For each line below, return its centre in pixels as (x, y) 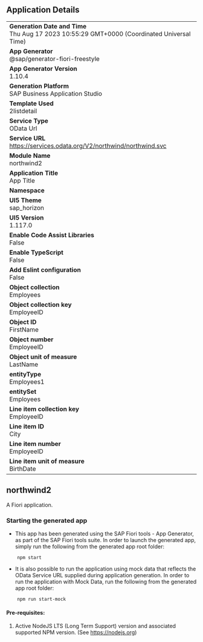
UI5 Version (27, 217)
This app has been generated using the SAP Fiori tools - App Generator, (105, 533)
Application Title (34, 173)
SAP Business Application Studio (56, 93)
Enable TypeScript (36, 252)
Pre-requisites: (26, 612)
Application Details (43, 10)
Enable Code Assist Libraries (52, 235)
